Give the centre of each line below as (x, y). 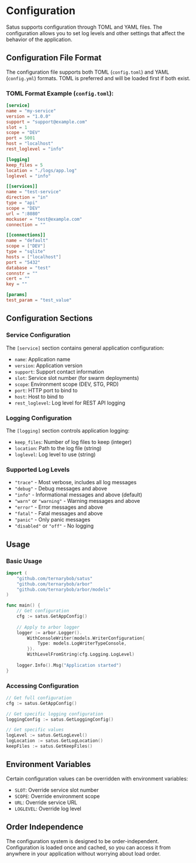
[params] (17, 295)
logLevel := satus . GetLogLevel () (47, 735)
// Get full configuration (39, 698)
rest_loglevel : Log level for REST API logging (70, 403)
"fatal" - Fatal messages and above (59, 513)
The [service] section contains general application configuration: (85, 348)
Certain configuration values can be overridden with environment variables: (97, 778)
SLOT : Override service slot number (56, 790)
